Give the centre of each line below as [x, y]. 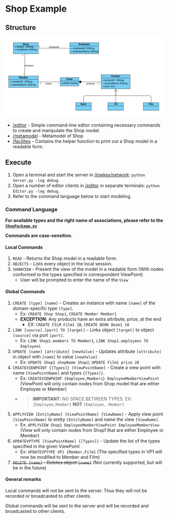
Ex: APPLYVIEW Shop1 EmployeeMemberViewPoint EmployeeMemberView [90, 425]
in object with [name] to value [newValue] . [55, 356]
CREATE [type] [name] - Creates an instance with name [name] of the [84, 303]
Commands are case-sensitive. [39, 235]
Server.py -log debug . [36, 180]
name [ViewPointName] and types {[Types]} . [58, 373]
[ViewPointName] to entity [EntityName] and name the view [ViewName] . [86, 419]
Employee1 [31, 346]
